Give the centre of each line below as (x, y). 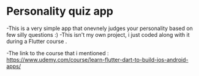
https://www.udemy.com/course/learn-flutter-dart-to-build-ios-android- (97, 59)
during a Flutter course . (37, 41)
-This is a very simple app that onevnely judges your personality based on (99, 28)
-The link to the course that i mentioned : (58, 53)
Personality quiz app (60, 11)
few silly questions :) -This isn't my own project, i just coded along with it (98, 34)
